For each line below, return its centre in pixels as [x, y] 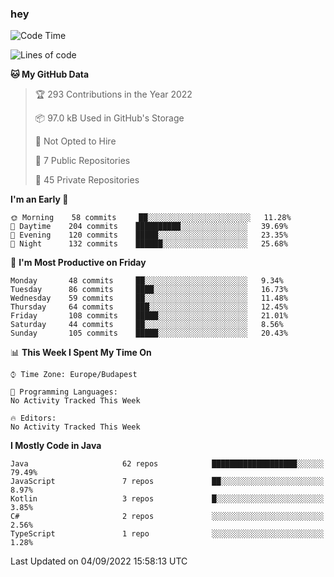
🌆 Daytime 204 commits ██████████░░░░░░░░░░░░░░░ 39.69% [149, 227]
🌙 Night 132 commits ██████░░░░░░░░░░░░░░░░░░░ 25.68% [149, 244]
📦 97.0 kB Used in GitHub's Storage [109, 118]
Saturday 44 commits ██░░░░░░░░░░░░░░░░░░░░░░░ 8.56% [147, 325]
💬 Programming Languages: [64, 392]
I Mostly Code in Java [56, 446]
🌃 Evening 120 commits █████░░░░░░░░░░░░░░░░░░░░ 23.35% [149, 235]
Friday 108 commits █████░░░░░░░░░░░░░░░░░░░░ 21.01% [149, 316]
